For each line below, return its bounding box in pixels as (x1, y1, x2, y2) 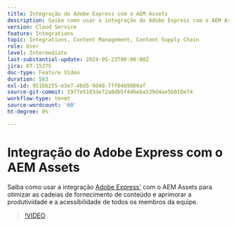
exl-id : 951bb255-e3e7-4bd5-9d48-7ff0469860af (7, 82, 146, 89)
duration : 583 (7, 75, 49, 83)
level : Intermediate (7, 50, 68, 57)
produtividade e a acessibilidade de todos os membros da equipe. (7, 197, 199, 206)
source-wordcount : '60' (7, 102, 77, 109)
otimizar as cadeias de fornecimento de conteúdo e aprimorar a (7, 190, 192, 199)
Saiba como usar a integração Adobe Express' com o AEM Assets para (7, 182, 213, 191)
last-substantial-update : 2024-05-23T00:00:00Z (7, 56, 150, 63)
